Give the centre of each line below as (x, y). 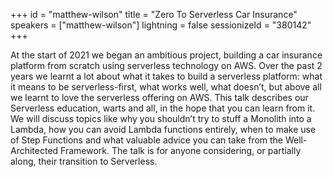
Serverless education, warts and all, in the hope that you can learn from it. (163, 108)
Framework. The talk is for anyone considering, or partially (181, 150)
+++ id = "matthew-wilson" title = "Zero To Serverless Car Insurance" (154, 14)
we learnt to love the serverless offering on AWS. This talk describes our (159, 97)
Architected (34, 150)
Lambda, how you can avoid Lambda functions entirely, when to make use (163, 129)
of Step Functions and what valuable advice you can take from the (147, 140)
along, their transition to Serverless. (84, 161)
